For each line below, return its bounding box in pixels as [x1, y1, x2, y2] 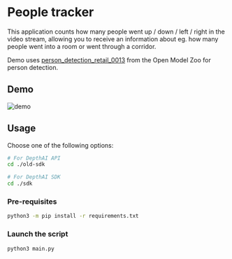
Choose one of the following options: [7, 141, 114, 149]
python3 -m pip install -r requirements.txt [7, 213, 139, 220]
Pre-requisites [7, 197, 57, 206]
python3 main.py [7, 245, 55, 252]
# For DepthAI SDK [7, 174, 61, 181]
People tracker [7, 4, 94, 20]
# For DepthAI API [7, 155, 61, 162]
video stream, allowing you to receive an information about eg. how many [7, 34, 219, 43]
